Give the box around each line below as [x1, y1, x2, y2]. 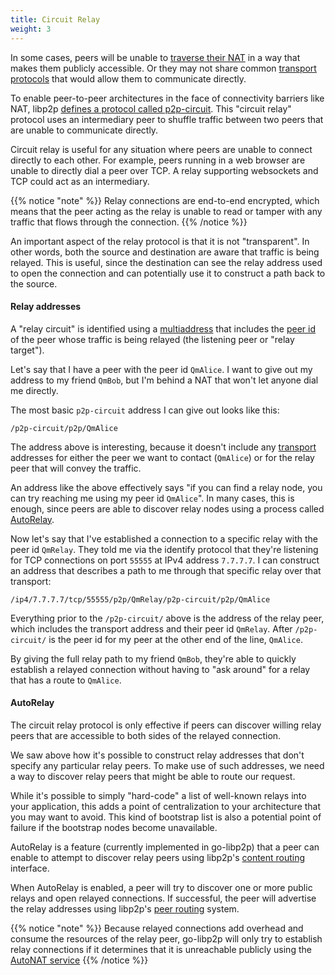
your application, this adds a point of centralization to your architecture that [10, 800, 322, 812]
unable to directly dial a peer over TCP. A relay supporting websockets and [10, 164, 319, 176]
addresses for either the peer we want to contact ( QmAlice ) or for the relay [10, 451, 315, 463]
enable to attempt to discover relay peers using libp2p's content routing [10, 851, 306, 863]
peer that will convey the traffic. [10, 462, 142, 474]
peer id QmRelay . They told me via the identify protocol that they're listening [10, 543, 319, 555]
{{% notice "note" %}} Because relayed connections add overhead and [10, 922, 304, 934]
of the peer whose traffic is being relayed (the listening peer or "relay [10, 333, 295, 345]
